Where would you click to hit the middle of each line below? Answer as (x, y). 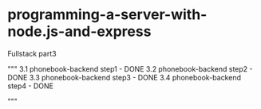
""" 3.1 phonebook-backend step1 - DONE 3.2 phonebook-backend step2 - (130, 68)
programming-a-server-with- (107, 15)
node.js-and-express (79, 31)
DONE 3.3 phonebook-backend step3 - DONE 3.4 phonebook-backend (124, 77)
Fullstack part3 (32, 53)
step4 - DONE (30, 86)
